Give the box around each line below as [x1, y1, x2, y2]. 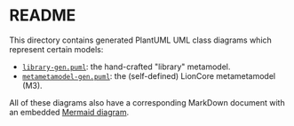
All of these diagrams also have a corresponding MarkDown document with [9, 97, 286, 107]
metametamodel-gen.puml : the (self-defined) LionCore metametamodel [21, 70, 276, 81]
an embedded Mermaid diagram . [9, 106, 130, 117]
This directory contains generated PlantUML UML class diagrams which [9, 35, 273, 45]
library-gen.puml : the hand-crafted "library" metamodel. [21, 61, 231, 72]
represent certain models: [9, 43, 104, 54]
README [9, 5, 76, 26]
